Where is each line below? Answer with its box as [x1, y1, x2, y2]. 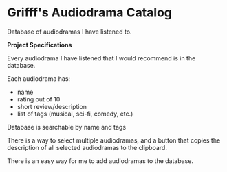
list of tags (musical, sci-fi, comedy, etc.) [17, 110, 133, 118]
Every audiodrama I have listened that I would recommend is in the [7, 53, 196, 62]
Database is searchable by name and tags [7, 123, 126, 131]
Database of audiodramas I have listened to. [7, 27, 132, 36]
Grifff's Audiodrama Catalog [7, 5, 172, 21]
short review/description [17, 102, 87, 110]
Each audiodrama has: [7, 74, 71, 83]
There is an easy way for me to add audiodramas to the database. [7, 156, 194, 165]
